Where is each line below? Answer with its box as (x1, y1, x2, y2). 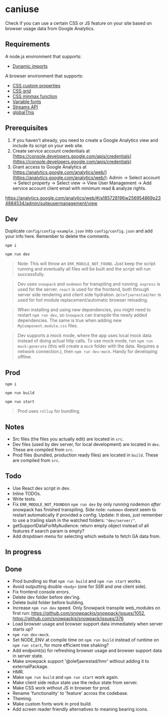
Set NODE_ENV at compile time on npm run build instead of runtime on (12, 637, 159, 643)
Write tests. (12, 496, 36, 502)
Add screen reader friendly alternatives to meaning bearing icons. (12, 706, 148, 712)
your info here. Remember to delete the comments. (5, 233, 110, 240)
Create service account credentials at (12, 148, 90, 154)
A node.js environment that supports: (5, 53, 81, 59)
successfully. (17, 271, 45, 277)
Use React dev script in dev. (12, 485, 71, 491)
